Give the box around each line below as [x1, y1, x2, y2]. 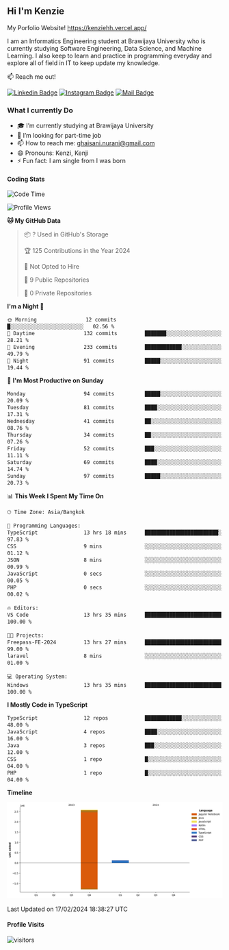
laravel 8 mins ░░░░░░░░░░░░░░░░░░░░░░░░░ [7, 653, 222, 660]
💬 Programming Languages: [7, 522, 81, 530]
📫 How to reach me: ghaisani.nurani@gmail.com [16, 139, 155, 147]
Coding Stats [7, 175, 45, 183]
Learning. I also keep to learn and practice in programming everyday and [7, 51, 212, 60]
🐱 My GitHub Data [7, 217, 62, 225]
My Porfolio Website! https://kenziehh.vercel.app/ [7, 23, 147, 32]
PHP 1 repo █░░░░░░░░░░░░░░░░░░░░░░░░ [7, 770, 222, 777]
